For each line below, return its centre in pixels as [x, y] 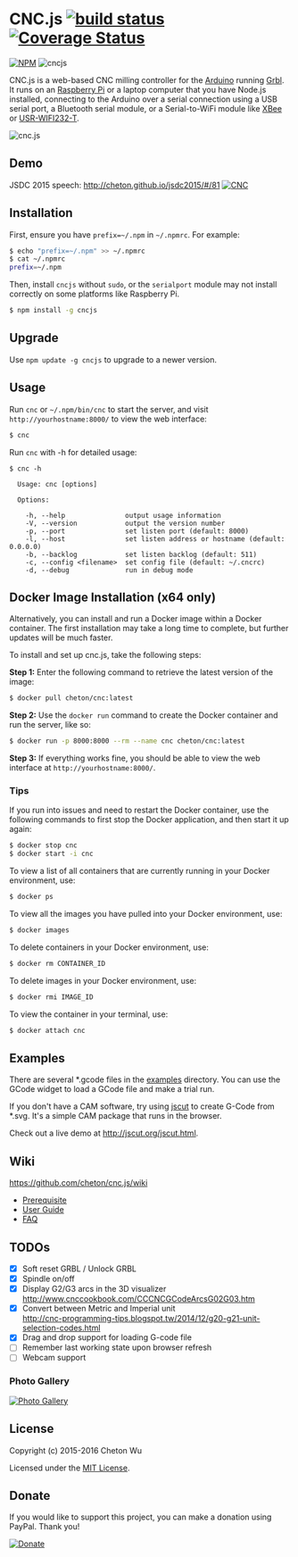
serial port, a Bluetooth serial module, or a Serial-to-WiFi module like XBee [146, 108]
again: [21, 829]
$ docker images [39, 930]
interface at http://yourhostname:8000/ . [83, 768]
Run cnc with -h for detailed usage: [73, 452]
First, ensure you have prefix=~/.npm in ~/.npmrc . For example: [124, 234]
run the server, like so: [50, 725]
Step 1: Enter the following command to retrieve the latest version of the [141, 672]
